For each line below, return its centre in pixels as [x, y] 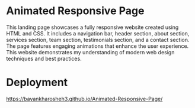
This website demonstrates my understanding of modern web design [90, 52]
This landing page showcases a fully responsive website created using [92, 27]
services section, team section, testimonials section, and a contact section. [98, 40]
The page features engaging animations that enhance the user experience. [97, 46]
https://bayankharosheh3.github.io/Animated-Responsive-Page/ [84, 99]
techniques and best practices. [44, 58]
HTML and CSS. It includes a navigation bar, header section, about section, [98, 33]
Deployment [37, 82]
